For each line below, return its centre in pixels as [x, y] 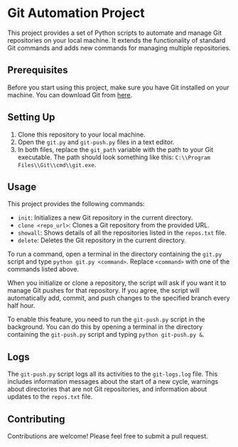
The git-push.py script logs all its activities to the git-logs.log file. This [113, 374]
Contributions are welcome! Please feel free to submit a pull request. [108, 436]
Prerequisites [38, 70]
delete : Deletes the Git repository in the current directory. [102, 240]
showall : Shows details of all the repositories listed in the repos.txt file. [122, 233]
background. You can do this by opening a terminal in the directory [105, 327]
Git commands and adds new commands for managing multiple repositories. [119, 48]
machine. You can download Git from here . [70, 95]
